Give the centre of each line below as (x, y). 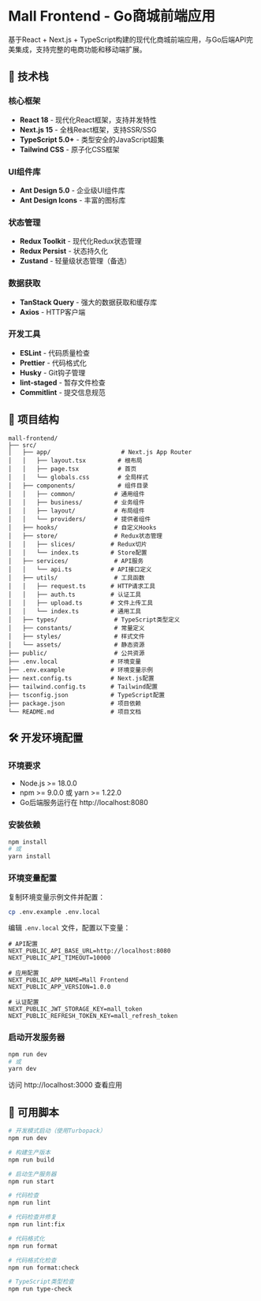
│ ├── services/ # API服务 (76, 561)
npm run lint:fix (37, 1225)
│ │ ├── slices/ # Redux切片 (78, 544)
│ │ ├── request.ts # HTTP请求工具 (82, 586)
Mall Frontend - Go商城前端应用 (112, 16)
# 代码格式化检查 (32, 1260)
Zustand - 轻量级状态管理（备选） (75, 261)
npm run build (32, 1160)
